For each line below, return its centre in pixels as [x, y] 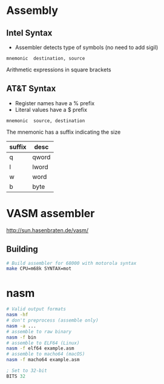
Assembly [32, 11]
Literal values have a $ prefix [51, 109]
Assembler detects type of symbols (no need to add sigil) [87, 47]
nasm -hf [17, 315]
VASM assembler [51, 213]
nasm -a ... [21, 326]
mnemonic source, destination [46, 121]
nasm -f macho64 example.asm [43, 360]
